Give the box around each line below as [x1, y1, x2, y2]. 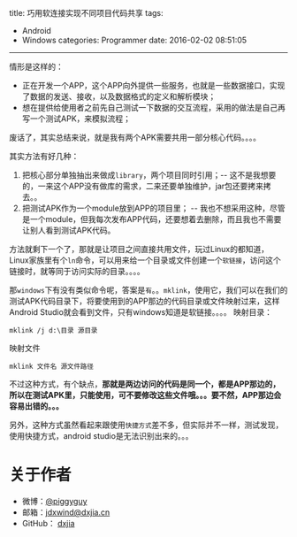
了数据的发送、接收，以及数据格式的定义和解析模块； [21, 91, 217, 102]
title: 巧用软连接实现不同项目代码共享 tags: [9, 8, 164, 18]
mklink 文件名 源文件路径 [9, 362, 95, 371]
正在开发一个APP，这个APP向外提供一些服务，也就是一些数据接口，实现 [21, 81, 286, 90]
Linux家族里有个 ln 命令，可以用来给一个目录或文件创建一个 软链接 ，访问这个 [9, 255, 281, 265]
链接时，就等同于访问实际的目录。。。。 [9, 266, 145, 276]
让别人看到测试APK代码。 [21, 225, 116, 235]
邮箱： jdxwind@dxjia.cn [21, 507, 110, 518]
